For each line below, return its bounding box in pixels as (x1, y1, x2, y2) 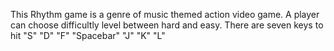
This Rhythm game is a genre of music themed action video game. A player (10, 9, 320, 20)
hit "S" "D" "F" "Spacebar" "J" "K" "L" (10, 30, 166, 41)
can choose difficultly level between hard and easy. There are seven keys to (10, 19, 324, 31)
